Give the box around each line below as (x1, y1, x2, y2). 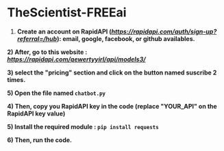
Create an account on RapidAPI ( (16, 27, 112, 36)
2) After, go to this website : (7, 48, 88, 56)
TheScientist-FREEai (7, 5, 127, 20)
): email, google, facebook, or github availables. (57, 34, 195, 42)
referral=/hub (16, 34, 58, 42)
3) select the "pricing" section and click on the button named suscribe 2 (7, 68, 217, 77)
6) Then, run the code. (7, 135, 73, 144)
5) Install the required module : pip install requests (7, 122, 159, 131)
